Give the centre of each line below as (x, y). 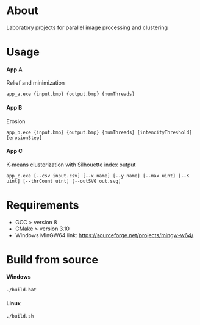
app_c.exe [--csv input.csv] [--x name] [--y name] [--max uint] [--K (98, 176)
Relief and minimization (36, 83)
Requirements (43, 205)
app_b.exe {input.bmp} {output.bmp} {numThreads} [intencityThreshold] (99, 132)
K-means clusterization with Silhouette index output (71, 165)
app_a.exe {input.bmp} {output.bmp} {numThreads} (71, 94)
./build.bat (21, 290)
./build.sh (20, 316)
